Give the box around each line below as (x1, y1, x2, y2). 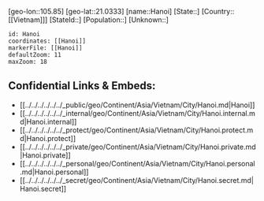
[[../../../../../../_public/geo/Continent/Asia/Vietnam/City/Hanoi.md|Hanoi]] (19, 100, 255, 110)
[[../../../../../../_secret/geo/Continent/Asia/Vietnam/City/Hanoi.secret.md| (19, 175, 255, 184)
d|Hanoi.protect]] (19, 133, 76, 143)
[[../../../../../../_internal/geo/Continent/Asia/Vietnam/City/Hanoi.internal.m (19, 108, 256, 117)
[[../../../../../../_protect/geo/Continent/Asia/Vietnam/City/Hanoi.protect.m (19, 125, 254, 135)
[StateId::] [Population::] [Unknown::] (49, 15, 169, 24)
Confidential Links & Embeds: (8, 79, 156, 93)
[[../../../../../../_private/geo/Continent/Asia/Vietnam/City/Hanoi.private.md (19, 142, 256, 151)
